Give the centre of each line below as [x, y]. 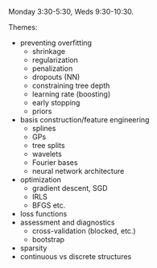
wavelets [47, 154]
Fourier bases [55, 163]
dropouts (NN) [56, 77]
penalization [52, 68]
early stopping [56, 103]
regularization [55, 60]
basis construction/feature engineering [85, 120]
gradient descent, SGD [70, 188]
